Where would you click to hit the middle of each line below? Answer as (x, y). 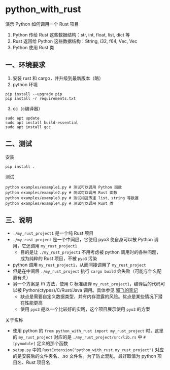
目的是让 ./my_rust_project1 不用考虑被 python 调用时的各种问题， (91, 252)
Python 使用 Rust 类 (33, 47)
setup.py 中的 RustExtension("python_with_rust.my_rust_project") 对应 (88, 350)
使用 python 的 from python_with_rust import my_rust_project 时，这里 (88, 331)
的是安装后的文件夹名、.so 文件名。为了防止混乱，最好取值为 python (84, 356)
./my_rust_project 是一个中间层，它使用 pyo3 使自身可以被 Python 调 (86, 240)
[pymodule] (24, 344)
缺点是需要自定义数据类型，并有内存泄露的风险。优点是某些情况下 (89, 297)
